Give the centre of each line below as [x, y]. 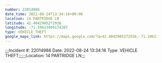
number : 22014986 [22, 9]
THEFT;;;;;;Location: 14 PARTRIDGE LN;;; [45, 55]
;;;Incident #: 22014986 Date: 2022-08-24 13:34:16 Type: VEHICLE [71, 50]
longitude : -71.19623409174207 [36, 28]
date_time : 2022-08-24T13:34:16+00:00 [44, 14]
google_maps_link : [23, 37]
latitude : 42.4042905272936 [33, 23]
